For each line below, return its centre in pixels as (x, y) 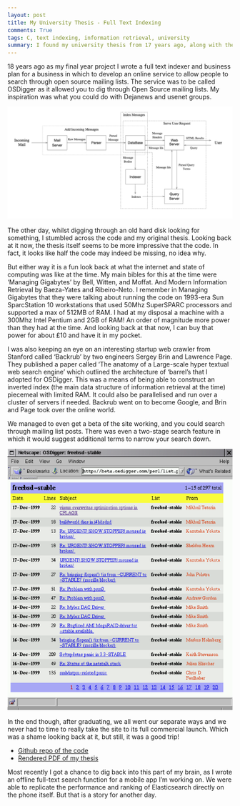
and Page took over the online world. (61, 410)
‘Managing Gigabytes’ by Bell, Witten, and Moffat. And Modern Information (117, 282)
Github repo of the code (53, 751)
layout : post (27, 15)
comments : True (30, 30)
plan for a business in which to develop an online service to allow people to (118, 74)
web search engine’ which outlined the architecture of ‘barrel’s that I (107, 372)
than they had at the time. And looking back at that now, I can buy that (110, 328)
